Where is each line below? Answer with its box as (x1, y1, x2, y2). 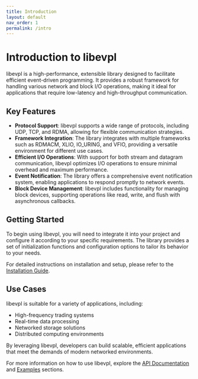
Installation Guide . (6, 267, 50, 274)
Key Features (6, 106, 56, 116)
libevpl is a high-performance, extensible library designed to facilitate (6, 70, 176, 78)
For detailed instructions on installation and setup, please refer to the (6, 261, 174, 268)
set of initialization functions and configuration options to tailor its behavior (6, 243, 189, 250)
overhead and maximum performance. (14, 166, 109, 173)
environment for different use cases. (14, 147, 103, 154)
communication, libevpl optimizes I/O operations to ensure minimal (14, 160, 177, 166)
